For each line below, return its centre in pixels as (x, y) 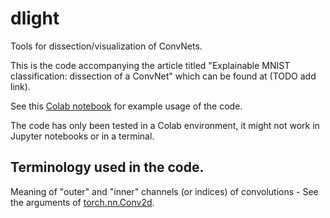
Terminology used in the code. (107, 167)
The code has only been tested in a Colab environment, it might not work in (165, 125)
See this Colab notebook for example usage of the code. (126, 106)
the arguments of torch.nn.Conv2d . (82, 202)
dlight (35, 18)
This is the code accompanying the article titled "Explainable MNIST (150, 65)
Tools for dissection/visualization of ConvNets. (106, 46)
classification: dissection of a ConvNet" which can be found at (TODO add (163, 76)
